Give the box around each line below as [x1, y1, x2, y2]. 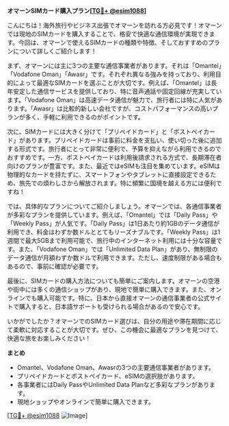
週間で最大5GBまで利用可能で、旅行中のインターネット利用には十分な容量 [7, 237, 217, 244]
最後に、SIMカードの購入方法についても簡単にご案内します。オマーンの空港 [7, 277, 220, 285]
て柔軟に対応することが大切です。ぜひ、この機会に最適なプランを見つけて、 [7, 326, 222, 333]
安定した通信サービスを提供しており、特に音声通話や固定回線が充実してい [12, 87, 222, 95]
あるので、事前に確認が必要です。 [7, 262, 103, 270]
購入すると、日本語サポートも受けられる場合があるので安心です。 [18, 303, 204, 311]
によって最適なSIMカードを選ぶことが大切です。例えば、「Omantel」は [12, 79, 211, 86]
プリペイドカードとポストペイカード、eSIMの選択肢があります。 [16, 372, 199, 380]
